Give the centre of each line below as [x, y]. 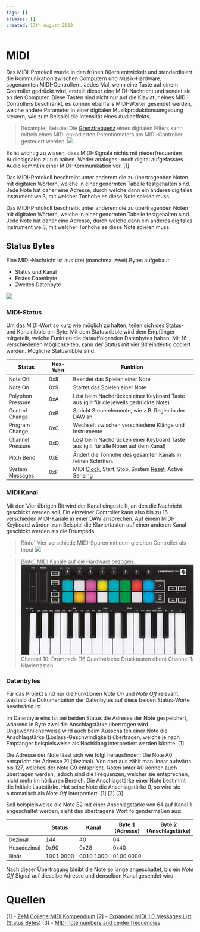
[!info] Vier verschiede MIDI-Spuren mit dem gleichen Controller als [103, 543]
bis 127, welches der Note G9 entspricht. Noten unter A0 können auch [92, 768]
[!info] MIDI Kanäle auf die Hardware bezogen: [78, 561]
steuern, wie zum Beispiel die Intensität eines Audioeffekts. [79, 117]
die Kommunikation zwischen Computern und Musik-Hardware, [84, 78]
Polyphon [21, 396]
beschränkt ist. [24, 707]
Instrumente [88, 432]
